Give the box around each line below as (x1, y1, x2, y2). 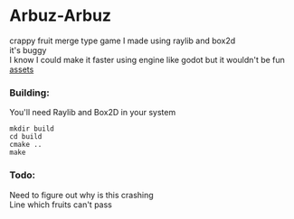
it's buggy (9, 44, 47, 55)
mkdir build (9, 124, 54, 133)
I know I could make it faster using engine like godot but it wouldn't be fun (9, 54, 285, 65)
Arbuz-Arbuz (9, 5, 111, 26)
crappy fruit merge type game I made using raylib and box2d (9, 35, 236, 46)
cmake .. (9, 141, 43, 150)
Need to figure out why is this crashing (9, 189, 154, 200)
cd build (9, 132, 43, 141)
